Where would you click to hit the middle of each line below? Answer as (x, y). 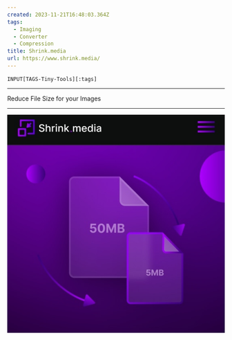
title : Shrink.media (37, 51)
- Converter (31, 37)
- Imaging (27, 29)
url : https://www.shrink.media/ (54, 59)
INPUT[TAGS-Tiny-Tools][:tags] (52, 79)
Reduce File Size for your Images (54, 98)
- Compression (33, 44)
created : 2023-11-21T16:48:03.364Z (58, 15)
